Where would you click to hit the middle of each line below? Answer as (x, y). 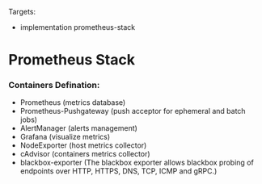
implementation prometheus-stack (78, 27)
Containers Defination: (54, 86)
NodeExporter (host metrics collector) (83, 145)
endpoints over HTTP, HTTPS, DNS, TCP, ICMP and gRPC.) (118, 171)
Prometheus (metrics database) (73, 102)
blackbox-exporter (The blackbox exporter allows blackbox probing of (137, 163)
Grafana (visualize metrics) (65, 137)
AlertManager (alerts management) (78, 128)
